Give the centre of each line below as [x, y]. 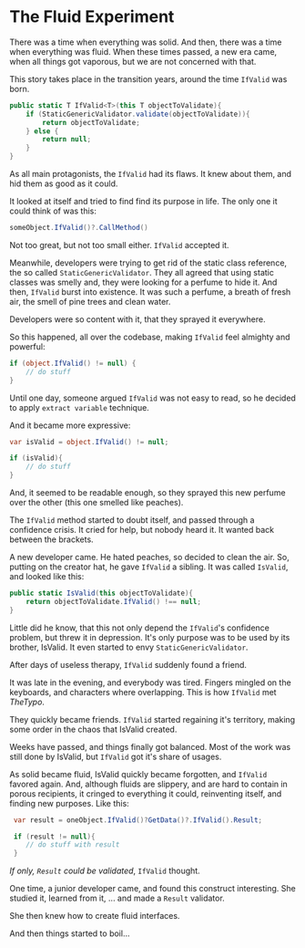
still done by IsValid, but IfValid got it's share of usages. [116, 756]
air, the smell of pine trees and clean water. [90, 301]
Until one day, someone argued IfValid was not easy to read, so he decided [152, 398]
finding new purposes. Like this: [69, 803]
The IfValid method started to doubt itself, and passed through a [132, 520]
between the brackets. [51, 539]
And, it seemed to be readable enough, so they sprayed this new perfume [147, 493]
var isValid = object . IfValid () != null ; [89, 442]
